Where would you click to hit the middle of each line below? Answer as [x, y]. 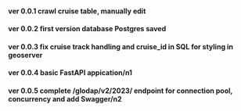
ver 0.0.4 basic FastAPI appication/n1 [70, 73]
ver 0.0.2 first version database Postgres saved [87, 29]
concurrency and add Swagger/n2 [65, 98]
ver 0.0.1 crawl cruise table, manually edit [77, 11]
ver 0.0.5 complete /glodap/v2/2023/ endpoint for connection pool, [120, 91]
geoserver [25, 55]
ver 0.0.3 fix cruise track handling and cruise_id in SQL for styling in [120, 46]
